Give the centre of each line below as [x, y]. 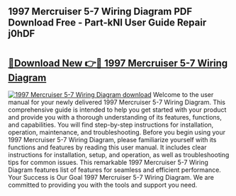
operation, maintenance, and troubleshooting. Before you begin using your [117, 132]
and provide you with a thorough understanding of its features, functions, [115, 117]
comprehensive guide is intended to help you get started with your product [117, 110]
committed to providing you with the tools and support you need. [103, 185]
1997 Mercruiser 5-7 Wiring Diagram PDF [100, 12]
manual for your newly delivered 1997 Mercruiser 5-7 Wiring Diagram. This [117, 102]
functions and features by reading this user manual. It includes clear [107, 147]
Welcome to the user [183, 94]
